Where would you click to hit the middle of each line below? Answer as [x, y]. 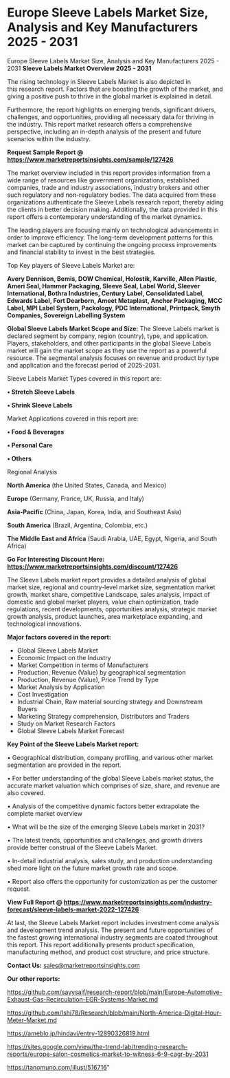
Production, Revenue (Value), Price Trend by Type [88, 679]
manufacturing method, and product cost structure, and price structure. [108, 952]
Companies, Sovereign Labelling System [66, 315]
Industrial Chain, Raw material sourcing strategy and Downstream [110, 701]
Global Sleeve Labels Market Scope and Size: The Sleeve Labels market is [113, 328]
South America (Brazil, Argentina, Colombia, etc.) [78, 525]
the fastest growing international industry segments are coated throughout [113, 937]
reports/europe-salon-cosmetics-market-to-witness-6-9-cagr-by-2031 [108, 1054]
